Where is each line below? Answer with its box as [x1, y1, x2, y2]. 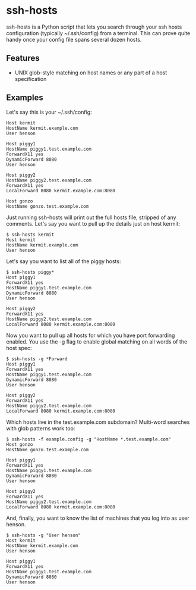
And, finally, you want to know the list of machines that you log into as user [6, 514, 190, 522]
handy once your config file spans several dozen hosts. [6, 36, 142, 43]
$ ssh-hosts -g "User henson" [6, 532, 81, 538]
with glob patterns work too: [6, 424, 75, 432]
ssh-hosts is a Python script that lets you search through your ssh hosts [6, 23, 182, 30]
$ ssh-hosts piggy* [6, 269, 55, 275]
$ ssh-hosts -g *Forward [6, 355, 68, 362]
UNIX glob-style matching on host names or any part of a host [14, 69, 167, 76]
